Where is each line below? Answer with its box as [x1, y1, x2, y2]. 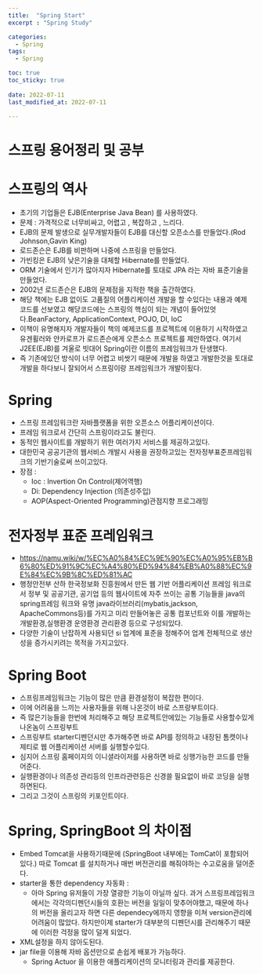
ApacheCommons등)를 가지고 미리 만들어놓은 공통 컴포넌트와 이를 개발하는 [19, 609, 252, 618]
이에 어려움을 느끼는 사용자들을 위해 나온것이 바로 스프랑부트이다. [19, 703, 218, 713]
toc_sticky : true [8, 76, 65, 84]
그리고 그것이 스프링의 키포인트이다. [19, 791, 129, 801]
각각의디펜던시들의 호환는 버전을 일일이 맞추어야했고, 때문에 [52, 898, 235, 907]
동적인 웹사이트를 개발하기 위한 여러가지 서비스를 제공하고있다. [19, 437, 211, 447]
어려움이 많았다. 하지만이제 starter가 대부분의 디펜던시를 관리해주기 [31, 917, 237, 927]
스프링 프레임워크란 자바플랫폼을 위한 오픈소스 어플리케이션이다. [19, 418, 215, 428]
